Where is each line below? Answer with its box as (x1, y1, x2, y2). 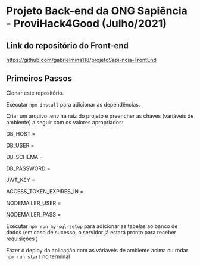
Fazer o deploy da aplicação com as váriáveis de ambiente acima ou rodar (6, 246, 189, 254)
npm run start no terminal (6, 253, 70, 260)
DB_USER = (6, 142, 35, 149)
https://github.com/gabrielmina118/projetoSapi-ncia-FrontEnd (6, 57, 157, 63)
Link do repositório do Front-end (6, 40, 129, 51)
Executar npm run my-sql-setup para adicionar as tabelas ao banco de (6, 222, 178, 230)
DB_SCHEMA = (6, 153, 43, 160)
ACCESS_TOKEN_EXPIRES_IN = (6, 187, 84, 195)
